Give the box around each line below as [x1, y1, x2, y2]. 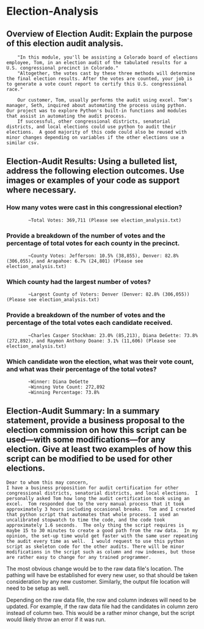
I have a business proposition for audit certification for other [6, 484, 179, 491]
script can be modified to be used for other [6, 454, 173, 464]
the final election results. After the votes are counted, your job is [6, 76, 192, 82]
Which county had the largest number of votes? [6, 277, 151, 286]
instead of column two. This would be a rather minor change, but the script [6, 609, 195, 616]
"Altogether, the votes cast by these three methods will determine [17, 70, 195, 76]
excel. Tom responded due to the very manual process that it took [6, 501, 184, 507]
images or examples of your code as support [6, 175, 180, 186]
